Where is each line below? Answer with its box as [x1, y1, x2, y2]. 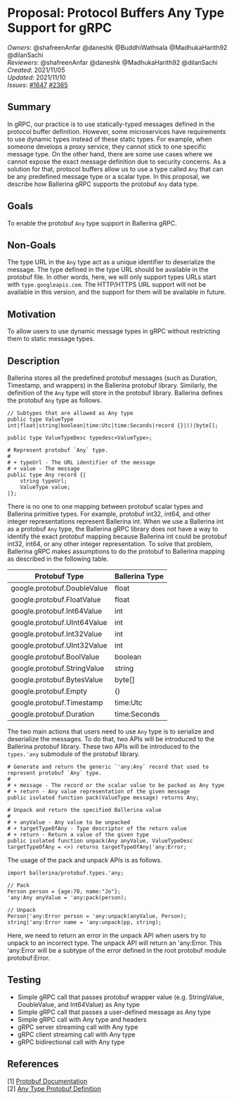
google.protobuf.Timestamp [11, 698, 103, 707]
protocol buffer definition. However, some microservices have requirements [7, 127, 226, 135]
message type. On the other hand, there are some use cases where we [7, 149, 213, 158]
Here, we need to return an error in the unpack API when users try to [7, 932, 206, 939]
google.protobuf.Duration [11, 710, 95, 719]
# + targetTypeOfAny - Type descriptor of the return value [7, 825, 188, 832]
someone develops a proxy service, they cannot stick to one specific [7, 142, 207, 151]
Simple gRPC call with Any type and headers [17, 1015, 147, 1023]
